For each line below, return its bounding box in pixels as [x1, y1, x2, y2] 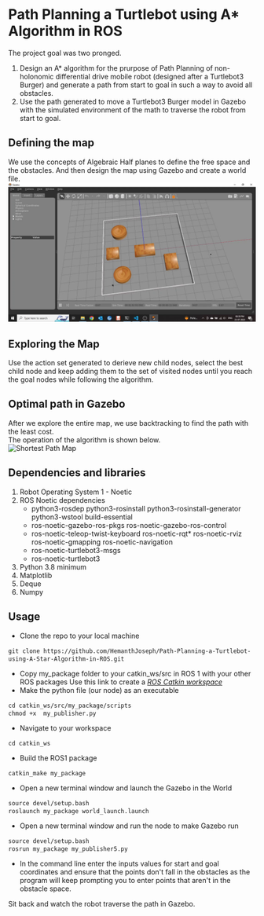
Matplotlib [19, 570, 53, 580]
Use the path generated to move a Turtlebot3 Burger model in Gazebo [19, 97, 246, 106]
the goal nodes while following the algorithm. [8, 375, 154, 384]
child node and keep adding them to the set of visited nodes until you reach [8, 367, 253, 376]
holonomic [19, 71, 54, 81]
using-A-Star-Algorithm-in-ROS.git [8, 654, 125, 663]
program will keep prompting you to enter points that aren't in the [19, 875, 231, 885]
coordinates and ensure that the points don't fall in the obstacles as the [19, 867, 251, 877]
